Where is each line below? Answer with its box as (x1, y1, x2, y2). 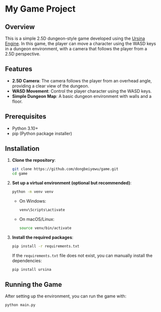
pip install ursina (12, 267, 52, 272)
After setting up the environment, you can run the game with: (5, 293, 127, 299)
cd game (12, 171, 28, 176)
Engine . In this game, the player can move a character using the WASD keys (5, 41, 156, 47)
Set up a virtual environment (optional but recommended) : (12, 180, 132, 186)
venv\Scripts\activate (19, 207, 65, 213)
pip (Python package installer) (12, 130, 73, 136)
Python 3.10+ (12, 125, 39, 131)
